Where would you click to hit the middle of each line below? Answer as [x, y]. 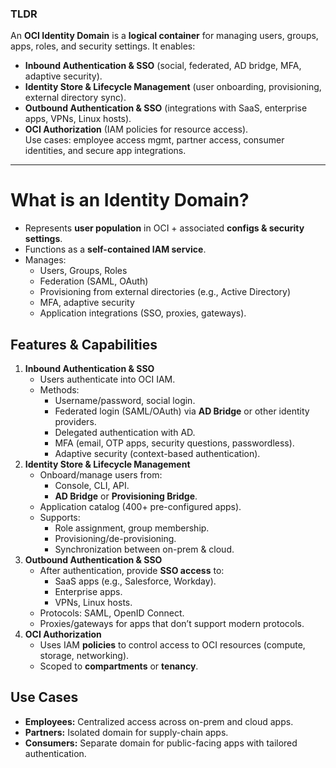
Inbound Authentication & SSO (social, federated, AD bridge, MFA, [163, 66]
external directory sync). [75, 98]
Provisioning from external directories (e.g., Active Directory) [165, 292]
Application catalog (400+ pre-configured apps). [140, 507]
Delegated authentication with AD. [125, 433]
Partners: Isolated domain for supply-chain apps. [126, 732]
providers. [75, 422]
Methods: [59, 390]
